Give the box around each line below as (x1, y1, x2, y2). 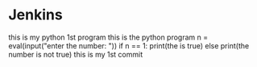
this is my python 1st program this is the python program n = (8, 32, 208, 42)
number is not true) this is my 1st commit (8, 49, 143, 59)
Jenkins (8, 6, 63, 24)
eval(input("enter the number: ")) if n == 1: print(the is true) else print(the (8, 40, 250, 50)
